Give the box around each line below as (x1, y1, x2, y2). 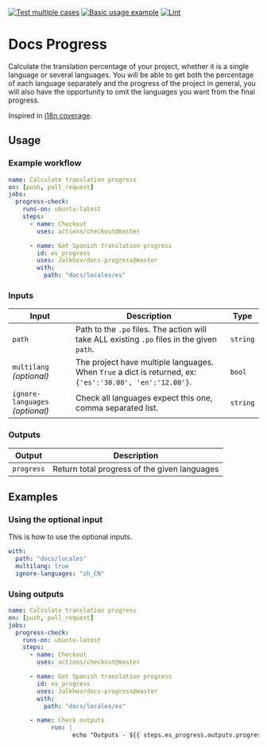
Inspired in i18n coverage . (8, 110, 93, 120)
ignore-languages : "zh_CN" (15, 569, 105, 578)
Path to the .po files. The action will (75, 324, 207, 335)
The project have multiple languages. (75, 357, 214, 368)
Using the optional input (8, 513, 103, 524)
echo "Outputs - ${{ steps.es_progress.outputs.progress (72, 731, 265, 739)
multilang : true (15, 563, 69, 571)
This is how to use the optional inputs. (8, 532, 133, 542)
